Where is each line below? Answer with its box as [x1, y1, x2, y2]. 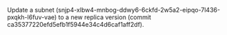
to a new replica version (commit [58, 13, 152, 21]
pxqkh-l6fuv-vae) [7, 13, 57, 21]
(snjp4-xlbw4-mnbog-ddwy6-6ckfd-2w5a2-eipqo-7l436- [55, 6, 221, 14]
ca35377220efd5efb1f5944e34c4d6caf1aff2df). [7, 21, 144, 28]
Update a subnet [7, 6, 55, 14]
